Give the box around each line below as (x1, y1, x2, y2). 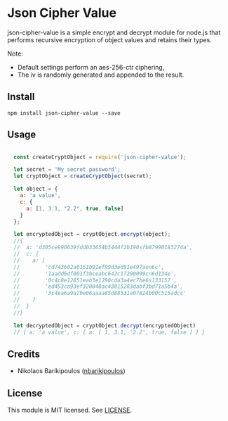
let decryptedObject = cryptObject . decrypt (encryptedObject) (13, 322, 196, 329)
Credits (7, 348, 41, 360)
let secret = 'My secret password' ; (13, 166, 121, 173)
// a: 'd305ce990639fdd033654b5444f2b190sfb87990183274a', (13, 244, 193, 251)
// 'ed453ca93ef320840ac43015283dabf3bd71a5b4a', (13, 283, 184, 290)
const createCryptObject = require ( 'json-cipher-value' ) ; (13, 153, 187, 161)
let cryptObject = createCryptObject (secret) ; (13, 172, 152, 180)
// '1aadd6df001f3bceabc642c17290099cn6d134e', (13, 270, 177, 277)
